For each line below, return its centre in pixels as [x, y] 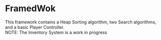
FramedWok [30, 9]
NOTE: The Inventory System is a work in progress [56, 32]
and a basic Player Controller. [35, 27]
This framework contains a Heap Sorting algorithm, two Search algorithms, [81, 22]
